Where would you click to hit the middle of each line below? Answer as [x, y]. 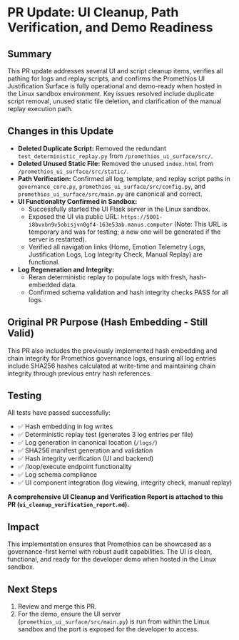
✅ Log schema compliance [57, 475]
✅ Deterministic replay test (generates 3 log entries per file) [106, 435]
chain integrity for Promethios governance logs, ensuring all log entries [112, 358]
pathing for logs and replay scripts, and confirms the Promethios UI [106, 78]
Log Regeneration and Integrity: [66, 269]
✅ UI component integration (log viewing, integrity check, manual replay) [125, 482]
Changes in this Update [61, 131]
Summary [30, 54]
